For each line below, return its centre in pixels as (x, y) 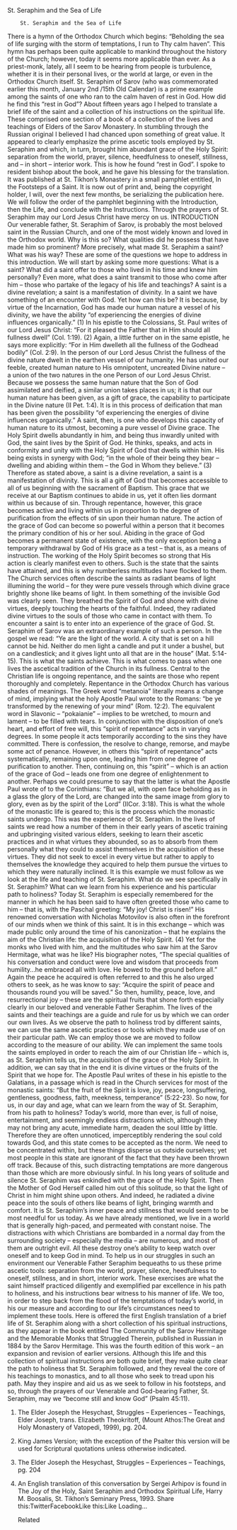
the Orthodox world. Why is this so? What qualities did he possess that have (118, 239)
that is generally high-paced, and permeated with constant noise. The (109, 1225)
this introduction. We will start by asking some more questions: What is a (113, 262)
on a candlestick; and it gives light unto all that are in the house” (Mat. (109, 653)
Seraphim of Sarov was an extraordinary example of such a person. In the (115, 631)
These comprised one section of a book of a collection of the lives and (110, 119)
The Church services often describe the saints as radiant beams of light (112, 578)
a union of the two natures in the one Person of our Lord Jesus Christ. (109, 375)
